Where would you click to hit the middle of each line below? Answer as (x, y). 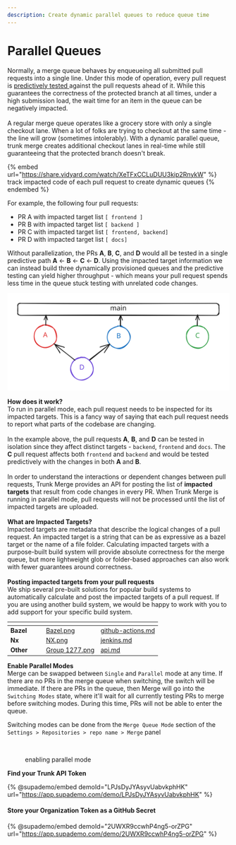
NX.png (57, 641)
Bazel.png (60, 630)
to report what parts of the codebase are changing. (82, 424)
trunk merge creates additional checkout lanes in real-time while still (106, 146)
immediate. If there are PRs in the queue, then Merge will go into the (106, 688)
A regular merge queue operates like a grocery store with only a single (110, 123)
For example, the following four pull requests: (73, 203)
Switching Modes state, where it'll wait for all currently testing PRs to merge (116, 696)
